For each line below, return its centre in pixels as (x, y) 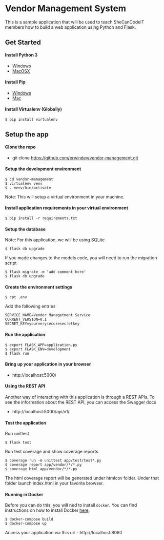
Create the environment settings (39, 287)
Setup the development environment (43, 169)
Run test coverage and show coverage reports (52, 452)
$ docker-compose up (26, 524)
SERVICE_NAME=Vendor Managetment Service (48, 315)
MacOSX (21, 71)
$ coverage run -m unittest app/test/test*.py (53, 461)
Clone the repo (20, 147)
